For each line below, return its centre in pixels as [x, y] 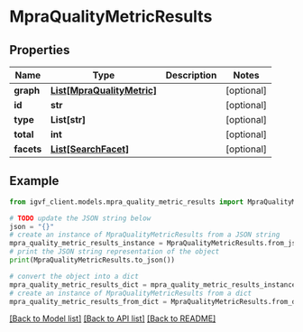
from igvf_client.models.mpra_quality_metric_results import [127, 202]
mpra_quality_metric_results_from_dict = [88, 301]
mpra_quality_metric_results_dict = [78, 285]
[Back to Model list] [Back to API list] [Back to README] [113, 318]
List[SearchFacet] [90, 149]
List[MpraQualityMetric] [104, 90]
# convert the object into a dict [74, 276]
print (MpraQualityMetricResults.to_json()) [92, 260]
